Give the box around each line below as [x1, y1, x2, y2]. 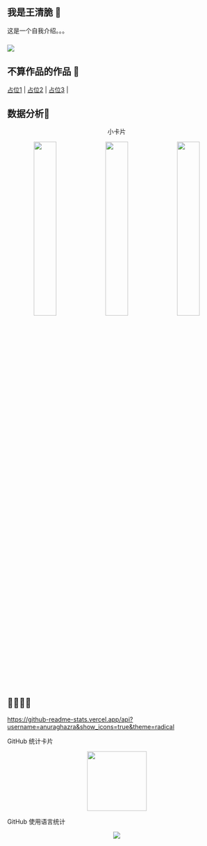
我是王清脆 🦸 [7, 6, 61, 19]
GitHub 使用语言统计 [7, 817, 66, 826]
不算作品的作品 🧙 [7, 65, 80, 78]
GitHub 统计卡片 [7, 737, 53, 746]
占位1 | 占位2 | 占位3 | [7, 86, 69, 94]
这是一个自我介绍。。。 [7, 26, 68, 35]
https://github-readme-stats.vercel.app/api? [7, 715, 133, 724]
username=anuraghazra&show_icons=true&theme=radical [7, 723, 175, 731]
